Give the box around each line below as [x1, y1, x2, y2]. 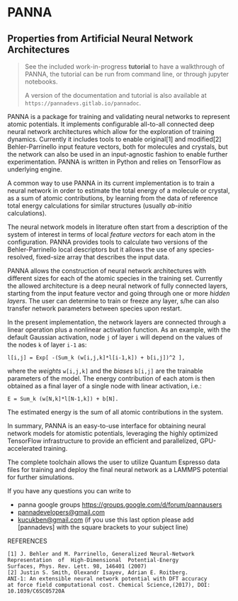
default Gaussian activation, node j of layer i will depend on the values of [7, 333, 223, 341]
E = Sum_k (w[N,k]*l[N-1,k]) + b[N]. [7, 395, 119, 403]
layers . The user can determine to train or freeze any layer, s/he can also [7, 297, 220, 305]
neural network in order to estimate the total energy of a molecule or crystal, [7, 186, 230, 195]
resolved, [7, 253, 35, 261]
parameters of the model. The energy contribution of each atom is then [7, 374, 215, 383]
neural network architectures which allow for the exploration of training [7, 128, 215, 135]
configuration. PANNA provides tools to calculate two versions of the [7, 238, 208, 246]
